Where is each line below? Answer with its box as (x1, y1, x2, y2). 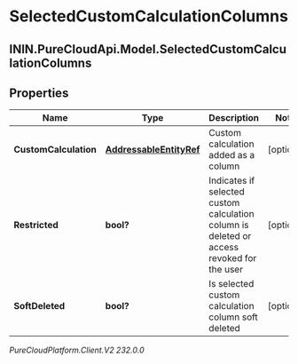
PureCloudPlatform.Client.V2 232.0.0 (9, 344, 145, 356)
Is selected (208, 278, 255, 290)
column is (208, 219, 250, 232)
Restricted (13, 219, 59, 232)
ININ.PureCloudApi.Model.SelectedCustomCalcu (9, 42, 286, 57)
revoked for (208, 252, 257, 265)
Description (208, 112, 260, 124)
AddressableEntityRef (105, 144, 200, 156)
